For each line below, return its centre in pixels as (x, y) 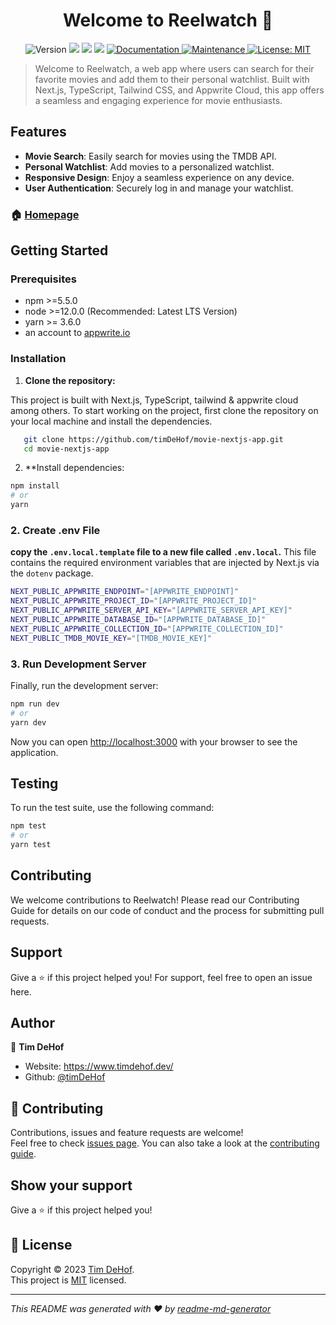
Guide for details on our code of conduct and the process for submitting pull (167, 910)
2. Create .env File (55, 530)
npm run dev (35, 704)
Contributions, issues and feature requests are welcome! (127, 1133)
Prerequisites (43, 279)
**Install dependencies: (74, 468)
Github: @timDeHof (65, 1077)
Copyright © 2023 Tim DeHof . (72, 1269)
